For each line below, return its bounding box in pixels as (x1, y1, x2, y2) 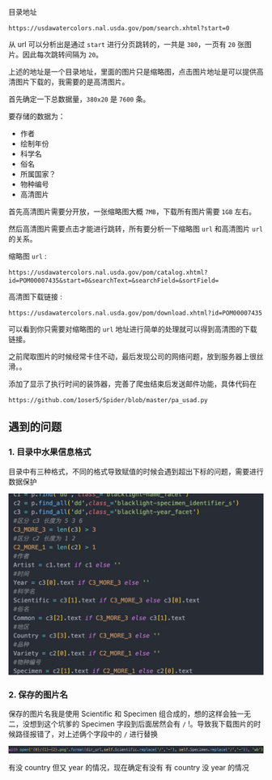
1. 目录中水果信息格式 (8, 447, 91, 458)
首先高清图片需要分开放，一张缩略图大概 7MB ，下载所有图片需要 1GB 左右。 (8, 207, 257, 216)
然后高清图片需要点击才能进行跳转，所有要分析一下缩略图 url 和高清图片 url (8, 224, 263, 234)
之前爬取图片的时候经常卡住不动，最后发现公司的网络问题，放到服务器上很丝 (8, 352, 264, 361)
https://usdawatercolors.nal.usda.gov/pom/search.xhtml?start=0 (8, 24, 230, 32)
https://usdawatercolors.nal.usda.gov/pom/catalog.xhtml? (8, 268, 208, 276)
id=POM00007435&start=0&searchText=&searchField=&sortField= (8, 276, 219, 285)
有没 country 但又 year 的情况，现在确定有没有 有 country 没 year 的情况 (8, 762, 249, 772)
